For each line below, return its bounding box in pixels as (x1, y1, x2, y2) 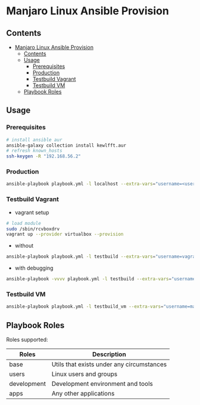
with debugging (14, 264, 54, 272)
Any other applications (51, 389, 115, 398)
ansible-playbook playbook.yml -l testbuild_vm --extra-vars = (6, 304, 164, 310)
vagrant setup (14, 209, 49, 216)
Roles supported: (6, 336, 48, 344)
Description (92, 350, 126, 358)
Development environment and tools (51, 380, 153, 388)
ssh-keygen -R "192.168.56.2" (6, 153, 82, 159)
